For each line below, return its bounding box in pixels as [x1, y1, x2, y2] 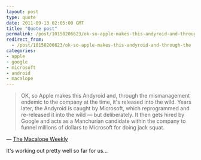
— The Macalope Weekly [6, 135, 68, 143]
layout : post [6, 8, 39, 15]
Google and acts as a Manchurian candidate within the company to [20, 117, 186, 125]
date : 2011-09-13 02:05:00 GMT [6, 20, 84, 26]
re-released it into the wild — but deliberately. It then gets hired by [20, 111, 185, 119]
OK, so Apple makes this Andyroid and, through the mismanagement [20, 92, 190, 99]
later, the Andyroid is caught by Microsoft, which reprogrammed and [20, 105, 190, 112]
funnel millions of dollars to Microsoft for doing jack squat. [20, 124, 165, 131]
